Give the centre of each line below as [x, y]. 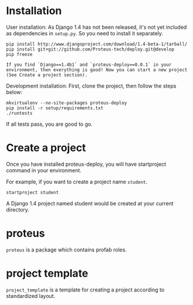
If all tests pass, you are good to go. [49, 124]
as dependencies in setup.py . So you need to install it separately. [84, 33]
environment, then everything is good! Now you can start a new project [97, 70]
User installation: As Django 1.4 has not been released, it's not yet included [97, 27]
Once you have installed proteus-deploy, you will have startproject [86, 164]
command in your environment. [44, 170]
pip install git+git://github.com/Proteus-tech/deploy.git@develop [90, 49]
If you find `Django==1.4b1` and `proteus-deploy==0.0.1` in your [89, 65]
